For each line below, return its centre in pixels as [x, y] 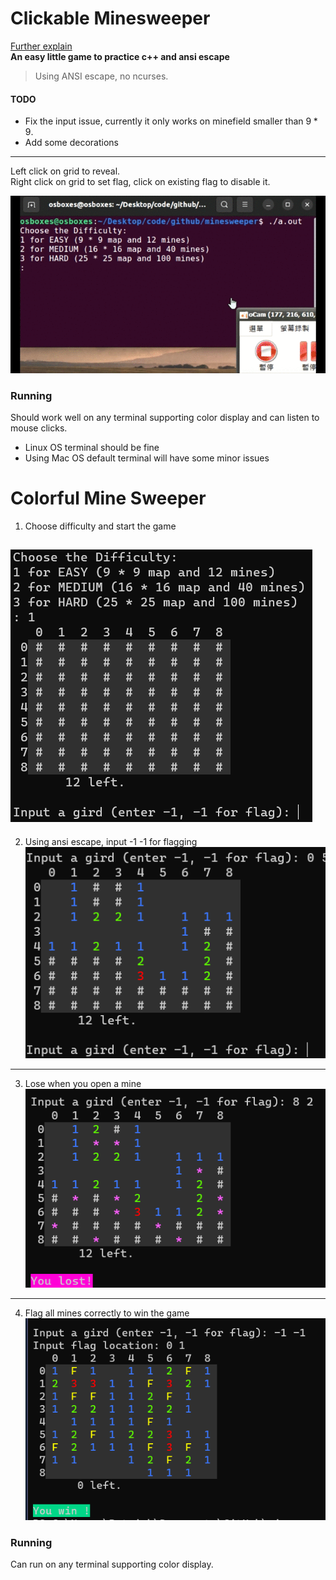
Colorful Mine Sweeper [108, 498]
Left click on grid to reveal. [65, 171]
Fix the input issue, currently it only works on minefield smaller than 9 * [171, 121]
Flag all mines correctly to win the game [107, 1313]
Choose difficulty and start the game [100, 526]
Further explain [41, 46]
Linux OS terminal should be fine [92, 447]
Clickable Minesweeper [110, 18]
